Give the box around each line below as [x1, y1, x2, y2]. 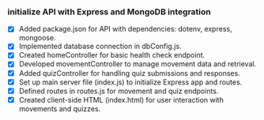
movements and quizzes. [18, 103, 101, 113]
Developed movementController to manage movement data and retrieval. [18, 59, 257, 69]
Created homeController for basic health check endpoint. [18, 51, 206, 60]
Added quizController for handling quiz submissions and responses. [18, 68, 240, 77]
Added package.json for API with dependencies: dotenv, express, [18, 24, 232, 34]
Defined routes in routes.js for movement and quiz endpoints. [18, 86, 219, 96]
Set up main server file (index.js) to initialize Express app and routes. [18, 77, 243, 87]
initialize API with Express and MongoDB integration [7, 6, 211, 17]
